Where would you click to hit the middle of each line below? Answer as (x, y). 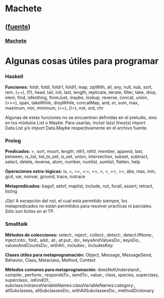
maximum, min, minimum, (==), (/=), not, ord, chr (54, 108)
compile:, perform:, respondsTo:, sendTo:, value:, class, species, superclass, (82, 275)
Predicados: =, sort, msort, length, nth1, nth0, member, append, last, (74, 151)
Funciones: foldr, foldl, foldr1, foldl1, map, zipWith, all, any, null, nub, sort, (79, 87)
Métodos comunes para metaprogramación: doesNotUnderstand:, (73, 269)
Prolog (13, 141)
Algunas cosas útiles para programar (82, 61)
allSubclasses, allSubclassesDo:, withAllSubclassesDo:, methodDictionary (80, 290)
